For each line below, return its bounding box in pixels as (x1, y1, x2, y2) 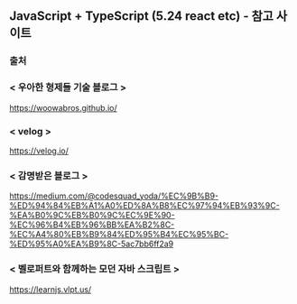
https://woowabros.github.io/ (9, 102, 117, 113)
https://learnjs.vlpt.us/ (9, 283, 92, 295)
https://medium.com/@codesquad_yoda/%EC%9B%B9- (9, 190, 219, 201)
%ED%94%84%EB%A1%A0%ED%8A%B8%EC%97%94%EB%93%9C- (9, 200, 280, 211)
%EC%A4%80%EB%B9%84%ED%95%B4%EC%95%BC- (9, 229, 229, 240)
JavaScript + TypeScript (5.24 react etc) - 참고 (9, 8, 274, 24)
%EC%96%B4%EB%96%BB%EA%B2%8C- (9, 219, 175, 230)
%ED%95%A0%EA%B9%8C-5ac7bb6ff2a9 (9, 238, 174, 250)
